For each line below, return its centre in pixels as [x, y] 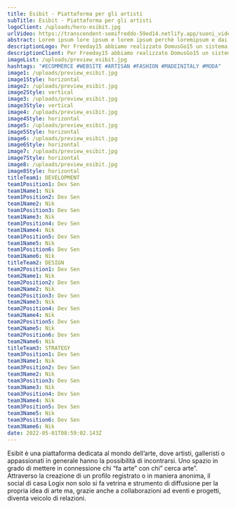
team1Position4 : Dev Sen [44, 223]
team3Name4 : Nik [31, 400]
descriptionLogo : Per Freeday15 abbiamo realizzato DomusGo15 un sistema [118, 47]
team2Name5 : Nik [31, 328]
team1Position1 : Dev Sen [44, 184]
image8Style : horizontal [44, 171]
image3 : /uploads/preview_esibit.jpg [63, 99]
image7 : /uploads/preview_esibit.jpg [63, 151]
